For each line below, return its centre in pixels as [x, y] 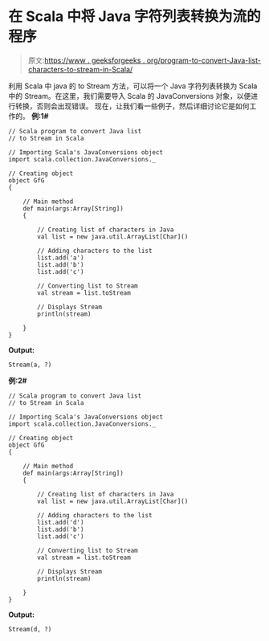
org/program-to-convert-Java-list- [204, 60]
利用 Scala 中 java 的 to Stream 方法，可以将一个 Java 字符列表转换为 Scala [133, 86]
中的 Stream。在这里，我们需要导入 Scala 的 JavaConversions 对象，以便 [130, 96]
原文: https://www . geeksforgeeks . [86, 60]
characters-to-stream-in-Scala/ [80, 69]
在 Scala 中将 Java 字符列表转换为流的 [134, 16]
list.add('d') [61, 522]
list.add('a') [61, 258]
